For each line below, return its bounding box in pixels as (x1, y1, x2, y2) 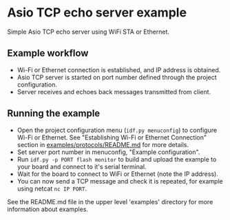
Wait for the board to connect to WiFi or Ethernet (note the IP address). (17, 170, 218, 178)
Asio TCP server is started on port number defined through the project (17, 73, 217, 81)
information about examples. (7, 205, 88, 213)
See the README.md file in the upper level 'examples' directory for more (7, 197, 213, 206)
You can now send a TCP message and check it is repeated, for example (17, 177, 223, 185)
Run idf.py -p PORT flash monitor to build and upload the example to (17, 155, 217, 163)
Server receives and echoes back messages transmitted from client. (17, 87, 211, 96)
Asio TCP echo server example (7, 5, 187, 21)
